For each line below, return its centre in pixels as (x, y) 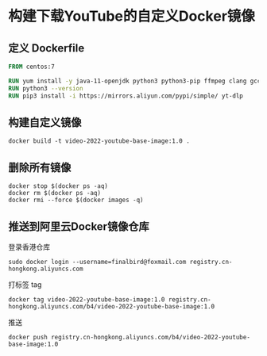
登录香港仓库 (29, 247)
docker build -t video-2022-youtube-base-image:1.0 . (99, 141)
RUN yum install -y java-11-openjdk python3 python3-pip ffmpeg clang (128, 81)
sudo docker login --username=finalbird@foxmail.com (97, 262)
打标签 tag (25, 284)
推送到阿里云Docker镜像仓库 (79, 226)
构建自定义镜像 (45, 122)
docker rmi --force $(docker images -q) (76, 200)
